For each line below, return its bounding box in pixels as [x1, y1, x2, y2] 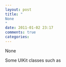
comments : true [5, 30, 36, 35]
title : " [5, 12, 23, 17]
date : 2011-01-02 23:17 [5, 25, 54, 30]
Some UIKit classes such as [5, 57, 61, 63]
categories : [5, 35, 29, 40]
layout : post [5, 7, 32, 12]
